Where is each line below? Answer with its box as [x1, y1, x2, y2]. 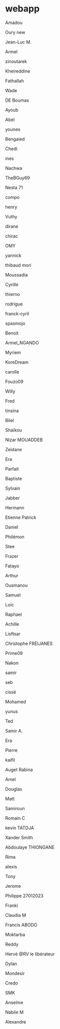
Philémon [5, 534, 25, 540]
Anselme [5, 999, 23, 1005]
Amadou [5, 20, 23, 26]
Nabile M [5, 1009, 24, 1015]
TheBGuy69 [5, 175, 30, 181]
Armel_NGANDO [5, 339, 39, 346]
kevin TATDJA [5, 825, 34, 831]
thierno [5, 291, 20, 297]
